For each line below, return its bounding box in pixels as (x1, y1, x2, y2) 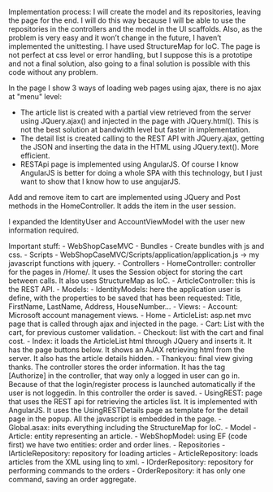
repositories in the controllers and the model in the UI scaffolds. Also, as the (8, 24, 262, 33)
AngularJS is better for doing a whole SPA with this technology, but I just (19, 168, 262, 177)
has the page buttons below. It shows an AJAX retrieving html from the (8, 345, 245, 355)
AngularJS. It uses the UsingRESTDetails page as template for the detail (8, 406, 249, 415)
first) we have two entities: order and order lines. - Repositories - (8, 440, 226, 450)
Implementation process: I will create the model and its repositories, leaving (8, 7, 262, 16)
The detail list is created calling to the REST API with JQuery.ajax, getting (19, 133, 265, 143)
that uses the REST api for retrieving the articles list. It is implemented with (8, 397, 258, 406)
